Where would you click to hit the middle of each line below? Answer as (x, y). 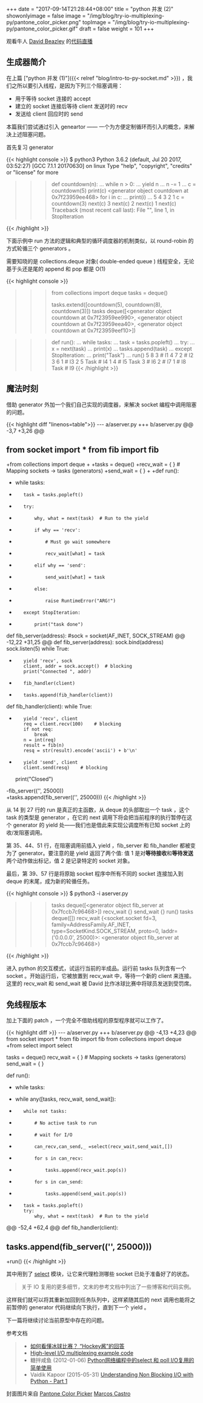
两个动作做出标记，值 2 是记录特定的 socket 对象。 (70, 861)
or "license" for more (32, 172)
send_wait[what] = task (75, 577)
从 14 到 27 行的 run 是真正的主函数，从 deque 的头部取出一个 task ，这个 (98, 810)
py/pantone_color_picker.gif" (42, 29)
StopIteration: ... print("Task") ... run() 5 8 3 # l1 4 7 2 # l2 (122, 355)
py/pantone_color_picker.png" (44, 22)
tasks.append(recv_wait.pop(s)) (86, 1170)
